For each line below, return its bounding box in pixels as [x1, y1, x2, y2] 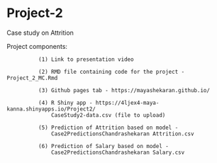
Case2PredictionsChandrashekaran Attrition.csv [51, 130, 194, 137]
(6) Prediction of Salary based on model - [38, 142, 169, 150]
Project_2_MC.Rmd [6, 74, 58, 81]
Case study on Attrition [6, 28, 74, 37]
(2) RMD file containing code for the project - [38, 68, 185, 75]
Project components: [6, 42, 68, 50]
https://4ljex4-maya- [95, 99, 160, 106]
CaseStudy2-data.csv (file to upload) [51, 111, 166, 118]
